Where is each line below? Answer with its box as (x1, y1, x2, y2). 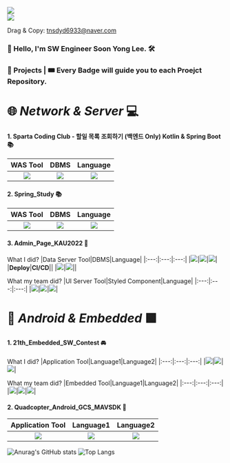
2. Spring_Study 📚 (7, 189, 62, 198)
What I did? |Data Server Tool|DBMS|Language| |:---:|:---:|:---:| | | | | (7, 255, 218, 263)
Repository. (7, 76, 47, 86)
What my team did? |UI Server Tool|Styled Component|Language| (7, 276, 194, 285)
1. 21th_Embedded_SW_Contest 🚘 (7, 338, 107, 347)
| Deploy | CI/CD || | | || (7, 263, 77, 271)
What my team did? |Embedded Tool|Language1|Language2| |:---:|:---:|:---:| (7, 379, 224, 387)
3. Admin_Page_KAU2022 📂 (7, 239, 88, 247)
